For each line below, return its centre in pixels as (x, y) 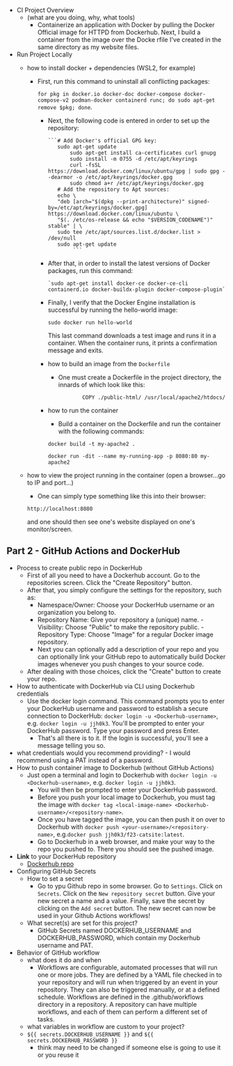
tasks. (46, 1019)
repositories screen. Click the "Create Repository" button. (110, 582)
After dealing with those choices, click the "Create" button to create (124, 671)
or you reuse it (58, 1055)
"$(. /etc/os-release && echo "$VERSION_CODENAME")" (135, 220)
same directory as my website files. (88, 47)
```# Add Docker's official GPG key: (102, 141)
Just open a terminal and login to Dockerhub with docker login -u (122, 775)
